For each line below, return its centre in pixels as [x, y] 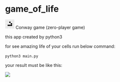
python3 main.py [22, 56]
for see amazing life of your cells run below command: [60, 46]
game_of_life [32, 9]
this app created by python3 [34, 37]
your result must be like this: [34, 65]
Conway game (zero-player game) [50, 27]
